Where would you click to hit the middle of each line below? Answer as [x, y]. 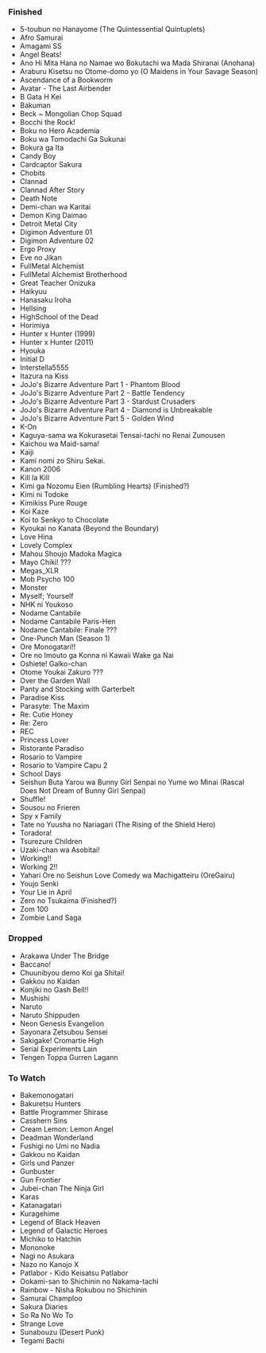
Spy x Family [40, 816]
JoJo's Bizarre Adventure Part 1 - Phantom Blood [100, 385]
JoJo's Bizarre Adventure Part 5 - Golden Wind [97, 418]
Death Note [39, 198]
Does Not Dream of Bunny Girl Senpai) [83, 791]
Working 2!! [39, 867]
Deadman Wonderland [56, 1137]
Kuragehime [39, 1214]
